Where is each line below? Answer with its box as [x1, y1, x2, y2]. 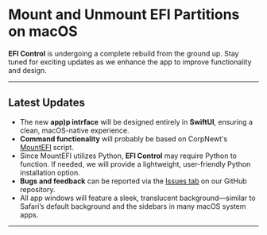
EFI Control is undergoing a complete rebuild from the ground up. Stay [8, 48, 239, 58]
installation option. [19, 168, 81, 177]
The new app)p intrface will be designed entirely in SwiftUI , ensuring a [19, 117, 253, 126]
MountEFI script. [19, 142, 74, 152]
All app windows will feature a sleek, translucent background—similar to [19, 193, 256, 202]
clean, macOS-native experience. [19, 125, 130, 135]
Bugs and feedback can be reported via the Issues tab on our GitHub [19, 176, 248, 186]
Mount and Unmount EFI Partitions [8, 6, 240, 24]
